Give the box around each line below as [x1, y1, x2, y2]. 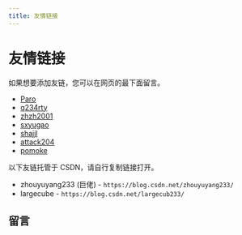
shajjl [19, 128, 38, 138]
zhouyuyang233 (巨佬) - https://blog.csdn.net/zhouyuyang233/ [19, 179, 235, 189]
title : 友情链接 [8, 11, 58, 20]
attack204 [19, 137, 55, 147]
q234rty [19, 102, 48, 112]
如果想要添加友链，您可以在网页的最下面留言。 [8, 78, 164, 88]
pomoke [19, 145, 48, 155]
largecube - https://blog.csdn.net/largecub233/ [19, 188, 185, 199]
